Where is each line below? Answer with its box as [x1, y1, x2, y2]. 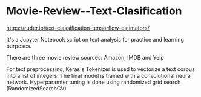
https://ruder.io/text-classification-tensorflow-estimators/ [6, 24, 150, 31]
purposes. [6, 42, 32, 49]
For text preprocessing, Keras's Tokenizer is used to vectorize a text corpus [6, 65, 195, 73]
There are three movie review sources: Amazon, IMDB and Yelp [6, 54, 165, 61]
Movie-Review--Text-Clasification [6, 4, 183, 18]
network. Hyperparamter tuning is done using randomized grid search [6, 78, 181, 86]
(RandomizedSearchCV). [6, 84, 68, 92]
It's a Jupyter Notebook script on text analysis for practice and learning [6, 36, 185, 43]
